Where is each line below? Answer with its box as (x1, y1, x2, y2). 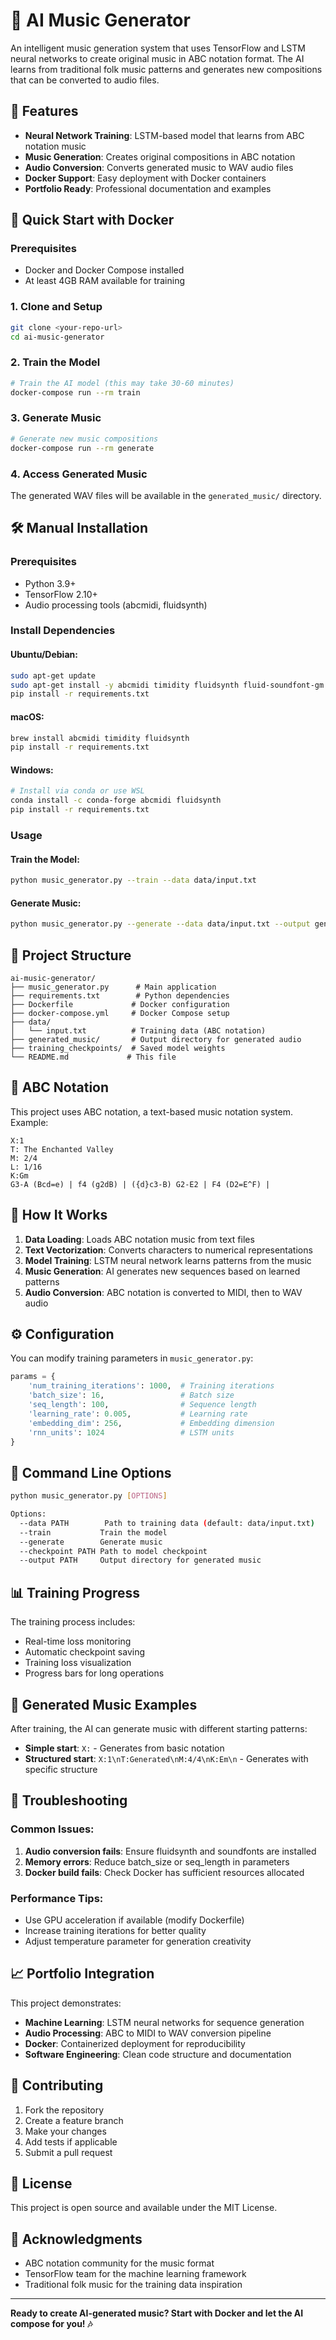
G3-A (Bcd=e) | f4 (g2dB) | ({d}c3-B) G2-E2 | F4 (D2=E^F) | (10, 1179, 271, 1189)
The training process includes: (10, 1616, 136, 1628)
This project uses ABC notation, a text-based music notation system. (10, 1105, 293, 1118)
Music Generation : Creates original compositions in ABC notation (24, 150, 296, 163)
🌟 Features (10, 103, 79, 120)
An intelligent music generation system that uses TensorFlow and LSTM (10, 42, 306, 54)
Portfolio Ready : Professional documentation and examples (24, 182, 272, 194)
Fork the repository (24, 2104, 105, 2116)
